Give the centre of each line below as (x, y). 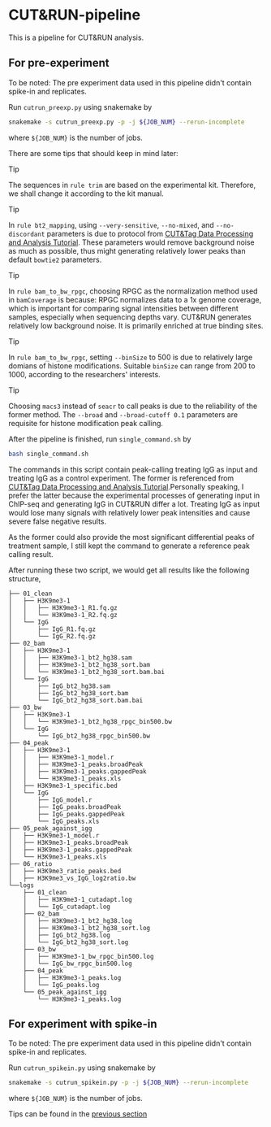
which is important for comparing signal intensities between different (124, 308)
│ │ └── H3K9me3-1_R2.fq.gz (63, 615)
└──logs (22, 885)
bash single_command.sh (49, 454)
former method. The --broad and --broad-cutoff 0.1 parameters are (123, 414)
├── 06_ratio (30, 864)
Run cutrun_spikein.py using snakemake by (82, 1068)
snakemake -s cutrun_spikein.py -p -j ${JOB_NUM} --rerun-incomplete (129, 1083)
